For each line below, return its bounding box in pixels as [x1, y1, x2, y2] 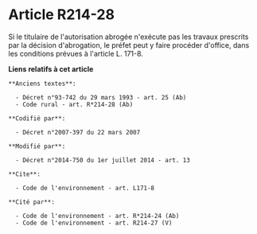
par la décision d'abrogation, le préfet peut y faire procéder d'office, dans [8, 40, 250, 49]
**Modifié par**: [8, 142, 66, 150]
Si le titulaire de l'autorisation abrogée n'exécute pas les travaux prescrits [8, 32, 249, 41]
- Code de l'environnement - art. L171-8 [15, 184, 155, 192]
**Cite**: [8, 170, 41, 178]
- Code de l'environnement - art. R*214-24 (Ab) [15, 212, 180, 220]
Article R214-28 [8, 6, 115, 24]
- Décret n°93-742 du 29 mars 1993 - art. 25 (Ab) [15, 93, 187, 101]
